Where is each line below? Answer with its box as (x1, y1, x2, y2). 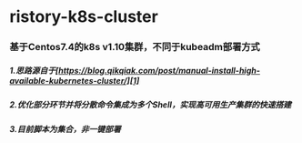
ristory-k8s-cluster (9, 6, 159, 27)
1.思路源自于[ (9, 65, 59, 76)
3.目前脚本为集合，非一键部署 (9, 124, 121, 135)
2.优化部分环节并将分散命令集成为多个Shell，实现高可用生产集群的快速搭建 (9, 99, 292, 110)
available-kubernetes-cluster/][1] (9, 75, 140, 86)
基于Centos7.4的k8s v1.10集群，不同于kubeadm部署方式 (9, 41, 261, 54)
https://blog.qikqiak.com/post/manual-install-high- (58, 65, 261, 76)
